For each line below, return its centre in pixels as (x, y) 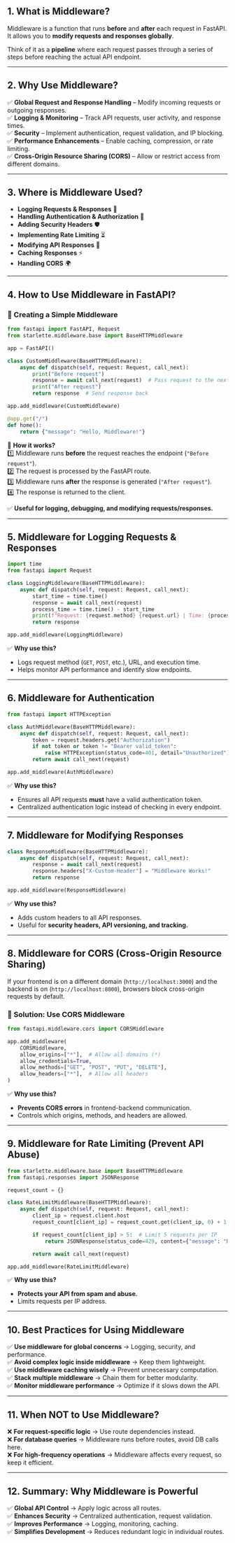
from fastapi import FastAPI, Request (64, 329)
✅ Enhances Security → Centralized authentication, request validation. (110, 1516)
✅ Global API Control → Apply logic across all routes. (84, 1508)
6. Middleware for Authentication (81, 698)
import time (24, 564)
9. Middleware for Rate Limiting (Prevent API (106, 1144)
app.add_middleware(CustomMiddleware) (64, 406)
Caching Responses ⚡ (50, 253)
